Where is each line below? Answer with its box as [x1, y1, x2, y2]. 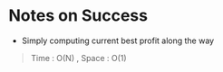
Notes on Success [8, 5, 149, 26]
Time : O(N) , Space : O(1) [30, 52, 128, 63]
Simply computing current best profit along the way [21, 35, 215, 46]
